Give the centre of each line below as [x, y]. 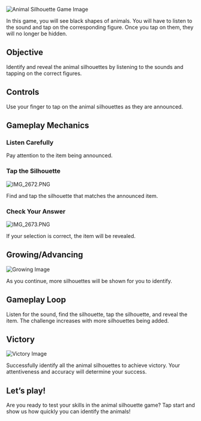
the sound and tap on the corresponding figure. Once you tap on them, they [100, 27]
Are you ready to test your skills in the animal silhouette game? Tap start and [100, 405]
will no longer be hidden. [37, 34]
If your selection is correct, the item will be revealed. [71, 236]
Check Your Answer [36, 211]
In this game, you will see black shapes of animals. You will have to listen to [99, 21]
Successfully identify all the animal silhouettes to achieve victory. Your [93, 365]
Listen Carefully [30, 142]
